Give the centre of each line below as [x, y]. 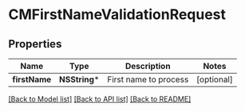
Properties [35, 44]
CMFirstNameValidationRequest [117, 15]
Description [148, 66]
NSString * [79, 79]
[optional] [215, 79]
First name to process [148, 79]
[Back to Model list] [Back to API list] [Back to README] [100, 99]
